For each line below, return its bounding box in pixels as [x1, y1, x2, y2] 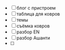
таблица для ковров [16, 11, 60, 17]
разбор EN [16, 29, 40, 35]
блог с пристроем [16, 5, 56, 11]
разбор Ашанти [16, 35, 50, 41]
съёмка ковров [16, 23, 50, 29]
